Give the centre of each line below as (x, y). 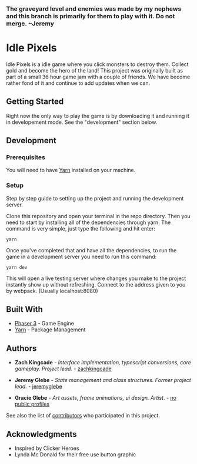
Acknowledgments (42, 434)
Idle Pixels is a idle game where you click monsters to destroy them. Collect (98, 64)
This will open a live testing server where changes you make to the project (96, 278)
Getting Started (35, 102)
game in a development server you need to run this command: (81, 256)
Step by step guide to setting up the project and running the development (95, 198)
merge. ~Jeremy (30, 24)
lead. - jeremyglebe (39, 386)
